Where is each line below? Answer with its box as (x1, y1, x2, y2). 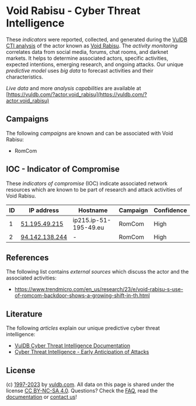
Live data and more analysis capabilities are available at (6, 84, 141, 91)
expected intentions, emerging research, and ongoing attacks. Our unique (6, 60, 184, 68)
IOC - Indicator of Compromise (6, 164, 120, 174)
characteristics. (6, 73, 44, 80)
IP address (29, 206, 60, 214)
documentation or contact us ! (6, 394, 78, 400)
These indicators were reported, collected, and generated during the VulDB (6, 36, 188, 43)
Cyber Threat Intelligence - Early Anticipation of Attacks (14, 349, 149, 356)
